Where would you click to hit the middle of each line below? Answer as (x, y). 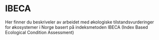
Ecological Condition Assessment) (40, 32)
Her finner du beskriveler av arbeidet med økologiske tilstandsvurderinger (79, 22)
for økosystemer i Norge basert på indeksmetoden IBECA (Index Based (77, 27)
